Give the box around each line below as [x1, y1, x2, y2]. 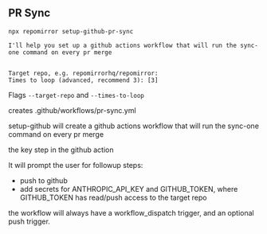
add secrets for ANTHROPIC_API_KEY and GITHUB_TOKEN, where [19, 184, 238, 193]
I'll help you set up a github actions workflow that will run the [8, 41, 238, 49]
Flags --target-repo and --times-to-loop [8, 90, 145, 99]
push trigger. [8, 216, 50, 226]
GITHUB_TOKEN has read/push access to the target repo [19, 193, 207, 202]
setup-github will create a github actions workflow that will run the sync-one [8, 121, 259, 131]
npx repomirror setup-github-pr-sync [8, 27, 134, 35]
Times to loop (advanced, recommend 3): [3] [8, 76, 159, 84]
